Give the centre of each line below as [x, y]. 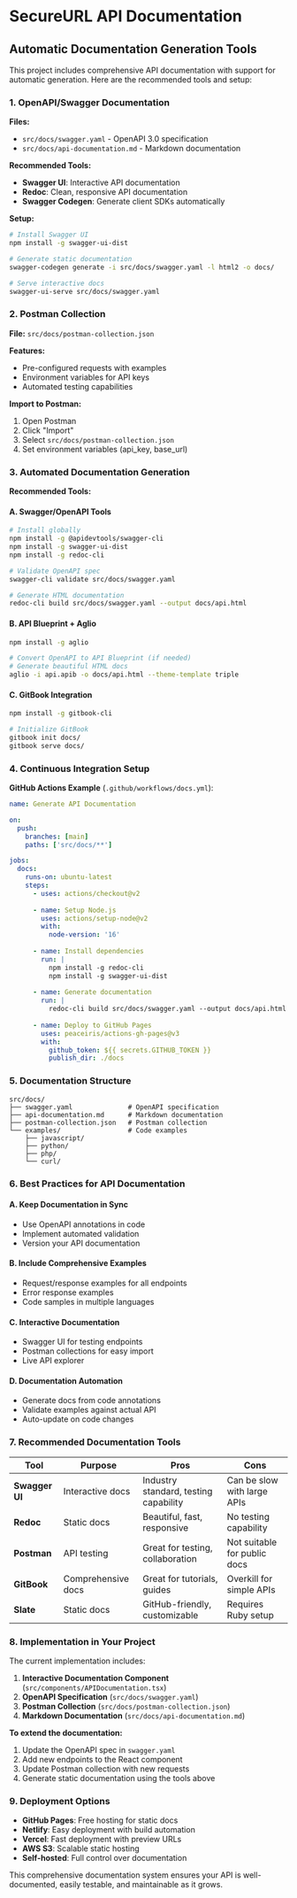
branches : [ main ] [57, 837]
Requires [245, 1604]
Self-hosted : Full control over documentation [104, 1858]
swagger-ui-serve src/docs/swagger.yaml [85, 291]
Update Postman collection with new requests [106, 1769]
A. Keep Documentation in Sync [69, 1205]
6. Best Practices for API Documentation [97, 1184]
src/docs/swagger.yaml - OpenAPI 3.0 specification [115, 139]
